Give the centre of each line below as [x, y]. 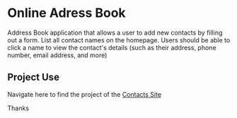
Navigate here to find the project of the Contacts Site [84, 94]
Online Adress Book [67, 13]
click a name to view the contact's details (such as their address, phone [112, 47]
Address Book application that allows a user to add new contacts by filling [115, 33]
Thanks [18, 108]
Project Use [34, 77]
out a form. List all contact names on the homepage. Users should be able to [119, 40]
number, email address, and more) [57, 55]
